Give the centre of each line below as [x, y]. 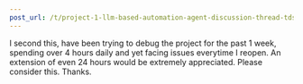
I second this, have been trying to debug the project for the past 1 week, [143, 43]
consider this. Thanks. [50, 71]
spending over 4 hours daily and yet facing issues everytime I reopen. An [145, 52]
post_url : [28, 17]
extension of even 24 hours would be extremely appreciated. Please [136, 62]
